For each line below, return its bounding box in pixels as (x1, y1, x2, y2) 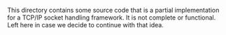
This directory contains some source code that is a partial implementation (7, 6, 220, 14)
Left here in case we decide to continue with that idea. (7, 21, 164, 29)
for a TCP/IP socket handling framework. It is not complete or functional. (7, 13, 216, 22)
